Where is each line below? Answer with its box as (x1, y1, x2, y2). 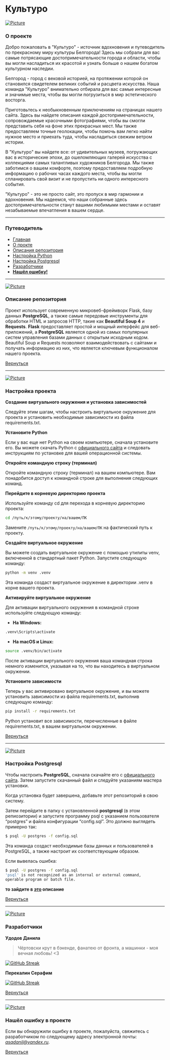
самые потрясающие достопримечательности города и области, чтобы (5, 55, 161, 61)
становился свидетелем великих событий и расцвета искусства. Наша (5, 81, 159, 87)
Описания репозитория (12, 247, 64, 253)
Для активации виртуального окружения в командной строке (5, 604, 139, 610)
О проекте (5, 32, 32, 40)
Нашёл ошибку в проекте (5, 1016, 71, 1023)
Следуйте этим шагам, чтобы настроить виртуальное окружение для (5, 409, 156, 415)
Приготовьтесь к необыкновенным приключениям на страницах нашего (5, 107, 162, 113)
